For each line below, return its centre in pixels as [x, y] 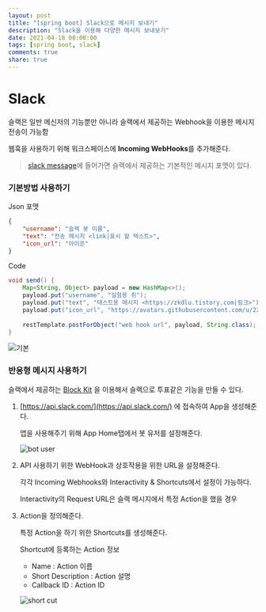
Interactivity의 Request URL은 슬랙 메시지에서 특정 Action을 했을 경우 [128, 499]
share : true [28, 60]
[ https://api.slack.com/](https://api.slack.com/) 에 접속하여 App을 [125, 406]
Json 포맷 [24, 207]
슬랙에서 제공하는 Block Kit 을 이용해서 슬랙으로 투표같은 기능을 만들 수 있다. [126, 390]
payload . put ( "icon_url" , [63, 310]
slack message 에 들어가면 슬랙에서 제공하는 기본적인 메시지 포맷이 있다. [139, 165]
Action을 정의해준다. [51, 515]
